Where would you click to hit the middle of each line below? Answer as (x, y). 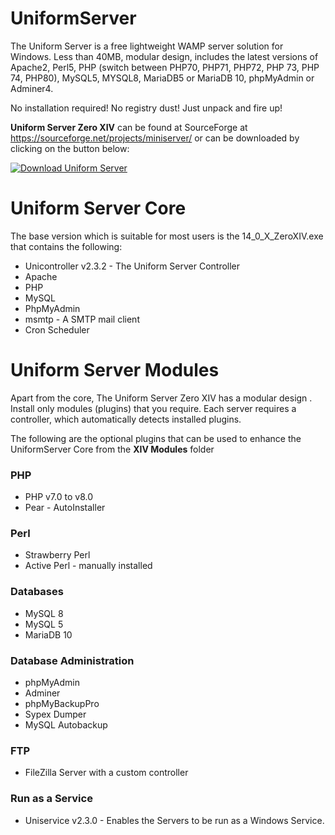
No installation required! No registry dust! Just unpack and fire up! (146, 108)
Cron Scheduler (57, 329)
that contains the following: (66, 246)
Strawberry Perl (57, 555)
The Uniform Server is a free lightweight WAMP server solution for (147, 46)
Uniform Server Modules (115, 370)
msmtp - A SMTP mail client (82, 319)
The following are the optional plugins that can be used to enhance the (156, 438)
